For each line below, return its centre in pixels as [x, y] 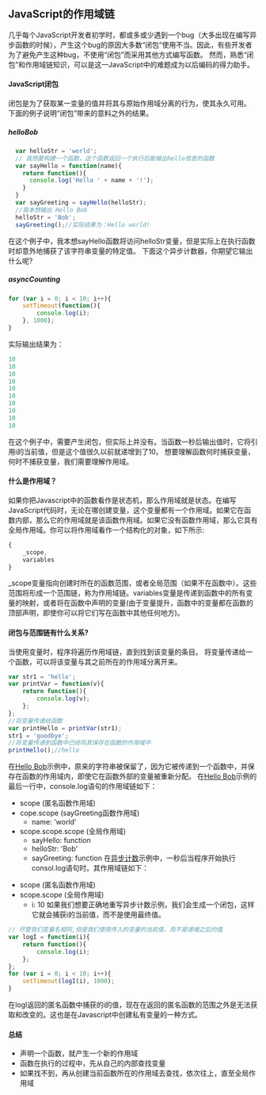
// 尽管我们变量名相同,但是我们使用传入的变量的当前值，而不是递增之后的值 [116, 930]
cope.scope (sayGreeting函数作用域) [80, 813]
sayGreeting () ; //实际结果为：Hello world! [83, 224]
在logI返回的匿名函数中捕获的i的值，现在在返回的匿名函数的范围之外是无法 [129, 1005]
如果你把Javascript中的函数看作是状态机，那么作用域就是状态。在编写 [122, 500]
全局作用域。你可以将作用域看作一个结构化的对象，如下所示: [106, 530]
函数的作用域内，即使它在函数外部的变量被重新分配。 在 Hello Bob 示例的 [139, 776]
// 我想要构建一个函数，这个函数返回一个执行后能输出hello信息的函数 [115, 158]
